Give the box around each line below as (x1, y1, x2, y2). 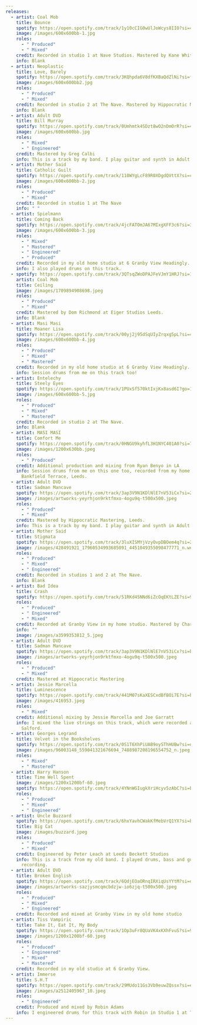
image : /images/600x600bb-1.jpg (16, 31, 95, 36)
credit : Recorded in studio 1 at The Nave (16, 200, 122, 206)
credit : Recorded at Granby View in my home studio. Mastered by (16, 621, 180, 627)
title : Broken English (16, 873, 72, 879)
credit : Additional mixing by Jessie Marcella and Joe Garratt (16, 714, 175, 720)
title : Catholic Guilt (16, 167, 72, 174)
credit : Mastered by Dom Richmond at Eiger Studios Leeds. (16, 310, 164, 315)
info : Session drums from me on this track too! (16, 370, 138, 375)
